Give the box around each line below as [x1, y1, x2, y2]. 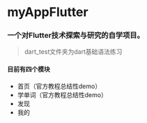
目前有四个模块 [7, 65, 50, 73]
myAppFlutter [7, 4, 88, 20]
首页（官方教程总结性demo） [17, 82, 102, 90]
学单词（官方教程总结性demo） [17, 90, 108, 99]
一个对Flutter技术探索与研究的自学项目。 [7, 31, 145, 41]
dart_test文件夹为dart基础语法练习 [24, 48, 123, 56]
